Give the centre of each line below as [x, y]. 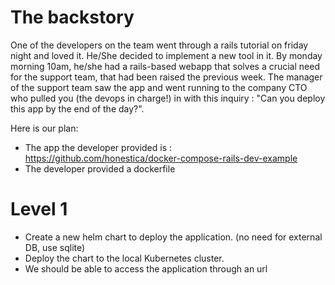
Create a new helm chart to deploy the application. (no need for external [173, 237]
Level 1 [39, 209]
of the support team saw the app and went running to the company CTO [159, 87]
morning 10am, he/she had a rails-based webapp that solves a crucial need [165, 66]
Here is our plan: [44, 128]
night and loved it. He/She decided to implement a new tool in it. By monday [166, 55]
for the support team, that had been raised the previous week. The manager [166, 77]
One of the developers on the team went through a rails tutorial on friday [159, 45]
